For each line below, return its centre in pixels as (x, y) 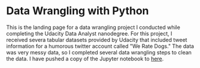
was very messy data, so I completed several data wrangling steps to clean (99, 52)
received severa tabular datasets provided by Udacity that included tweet (97, 40)
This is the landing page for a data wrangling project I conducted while (93, 27)
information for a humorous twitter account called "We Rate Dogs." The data (100, 46)
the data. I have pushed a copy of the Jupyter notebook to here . (85, 59)
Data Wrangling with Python (78, 11)
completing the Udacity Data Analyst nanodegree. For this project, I (89, 33)
